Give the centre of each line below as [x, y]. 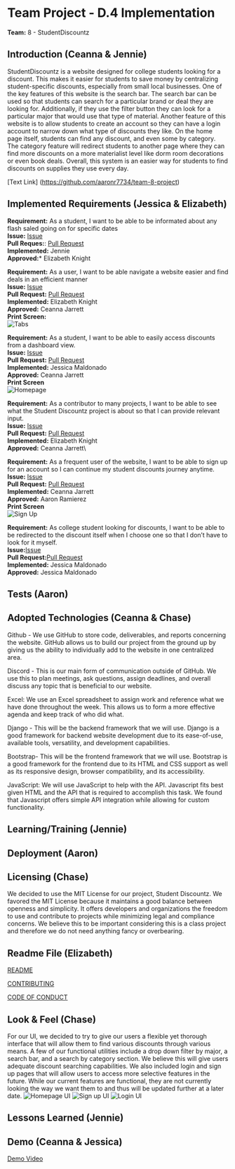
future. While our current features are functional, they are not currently [109, 1081]
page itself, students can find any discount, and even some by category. [112, 138]
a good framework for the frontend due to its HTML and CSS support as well [117, 763]
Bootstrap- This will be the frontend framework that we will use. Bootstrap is [117, 756]
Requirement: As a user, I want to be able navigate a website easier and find [118, 272]
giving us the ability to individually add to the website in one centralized [110, 650]
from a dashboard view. [41, 345]
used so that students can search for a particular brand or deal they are [110, 101]
